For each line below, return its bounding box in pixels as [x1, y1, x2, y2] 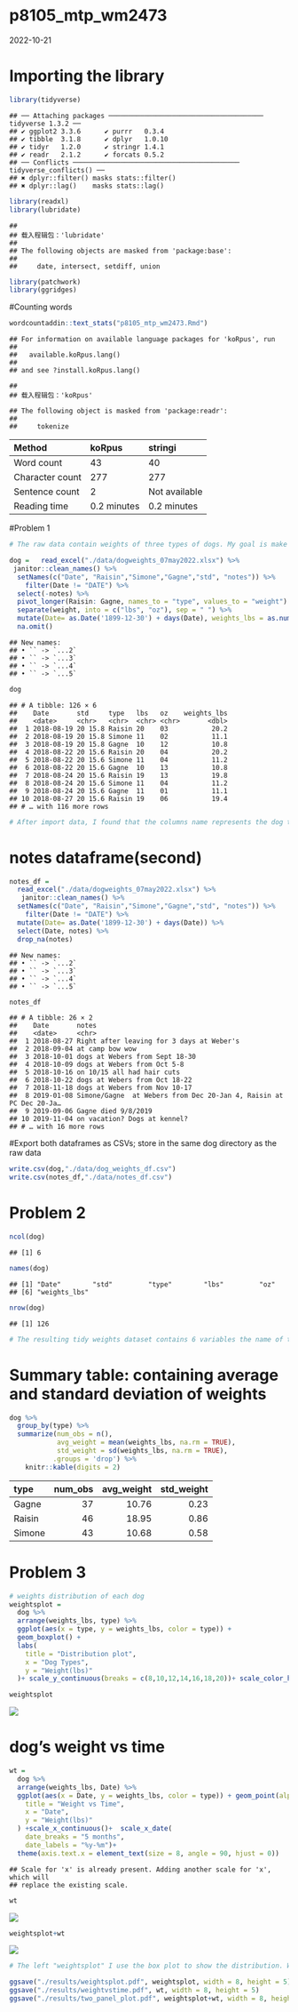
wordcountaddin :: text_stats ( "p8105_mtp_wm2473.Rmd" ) [9, 319, 208, 328]
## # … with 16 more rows [9, 1122, 105, 1132]
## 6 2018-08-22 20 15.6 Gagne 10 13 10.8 [9, 763, 228, 772]
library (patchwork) [9, 277, 82, 286]
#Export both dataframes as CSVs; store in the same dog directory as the [9, 1138, 278, 1149]
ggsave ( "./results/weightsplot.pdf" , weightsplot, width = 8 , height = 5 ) [9, 1977, 292, 1987]
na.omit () [17, 622, 53, 631]
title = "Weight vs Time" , [25, 1800, 125, 1808]
